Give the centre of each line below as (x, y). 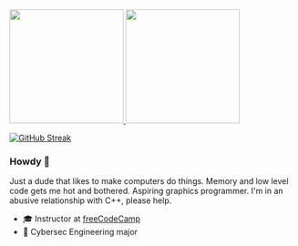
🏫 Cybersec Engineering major (80, 232)
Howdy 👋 (30, 161)
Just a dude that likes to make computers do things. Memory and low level (149, 181)
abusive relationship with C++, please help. (91, 200)
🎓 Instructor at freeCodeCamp (82, 219)
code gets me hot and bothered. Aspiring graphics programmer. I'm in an (147, 191)
